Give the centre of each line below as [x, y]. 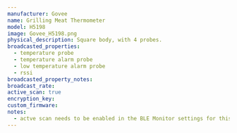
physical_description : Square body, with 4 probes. [85, 40]
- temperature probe [44, 53]
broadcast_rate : [31, 86]
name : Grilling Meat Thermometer [56, 20]
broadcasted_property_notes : [50, 79]
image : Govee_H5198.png [42, 33]
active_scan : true [34, 92]
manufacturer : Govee [38, 14]
